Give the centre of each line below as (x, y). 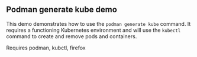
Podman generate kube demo (62, 10)
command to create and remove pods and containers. (72, 36)
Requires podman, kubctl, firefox (46, 48)
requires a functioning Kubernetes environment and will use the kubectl (93, 30)
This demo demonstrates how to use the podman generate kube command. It (98, 24)
